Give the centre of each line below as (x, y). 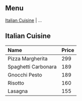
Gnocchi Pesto (25, 74)
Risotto (16, 83)
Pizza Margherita (28, 58)
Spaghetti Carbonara (32, 66)
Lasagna (18, 91)
